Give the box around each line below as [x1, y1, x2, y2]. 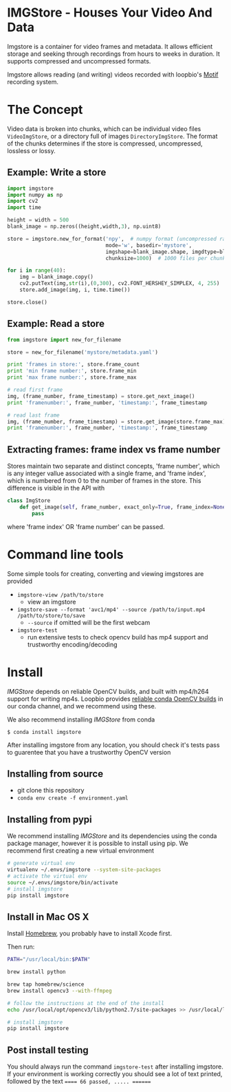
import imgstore [7, 185, 54, 192]
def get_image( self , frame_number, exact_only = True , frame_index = [19, 504, 214, 510]
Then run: [7, 943, 35, 951]
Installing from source [7, 768, 104, 780]
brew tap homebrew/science [7, 981, 85, 988]
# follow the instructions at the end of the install [7, 1000, 165, 1006]
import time [7, 204, 41, 211]
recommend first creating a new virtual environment [7, 846, 155, 855]
